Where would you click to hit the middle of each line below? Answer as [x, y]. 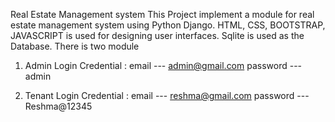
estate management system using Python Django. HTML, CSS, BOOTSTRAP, [168, 25]
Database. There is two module [75, 46]
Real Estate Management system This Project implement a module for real [162, 14]
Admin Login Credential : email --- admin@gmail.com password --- [163, 65]
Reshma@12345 [58, 106]
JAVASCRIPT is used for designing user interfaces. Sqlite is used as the [157, 35]
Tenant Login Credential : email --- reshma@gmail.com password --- [167, 95]
